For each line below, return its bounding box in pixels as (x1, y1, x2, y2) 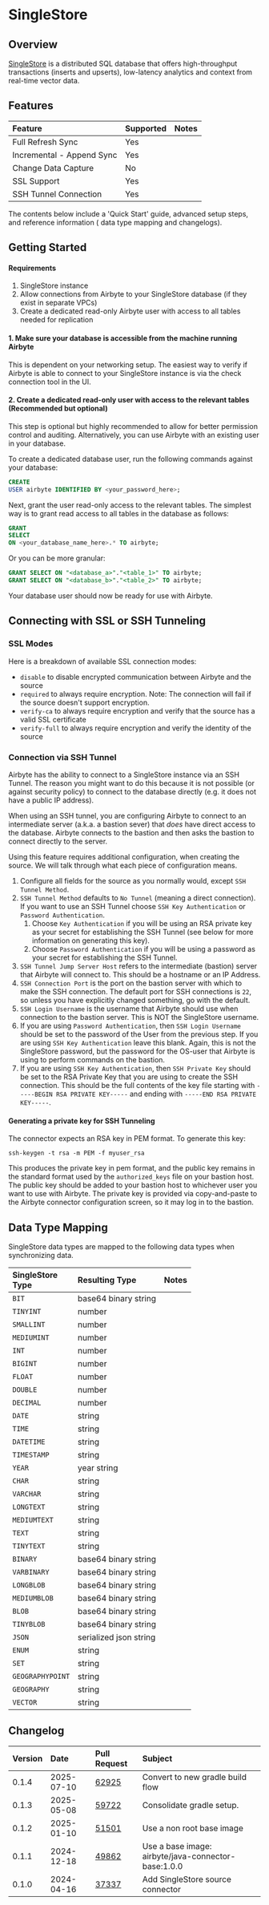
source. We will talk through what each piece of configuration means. (8, 860, 238, 870)
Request (94, 1757, 128, 1769)
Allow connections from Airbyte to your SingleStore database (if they (19, 289, 247, 299)
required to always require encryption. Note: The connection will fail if (19, 689, 252, 698)
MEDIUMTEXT (12, 1515, 54, 1524)
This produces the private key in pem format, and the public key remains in (8, 1163, 255, 1173)
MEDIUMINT (12, 1333, 50, 1342)
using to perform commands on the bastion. (19, 1054, 166, 1064)
